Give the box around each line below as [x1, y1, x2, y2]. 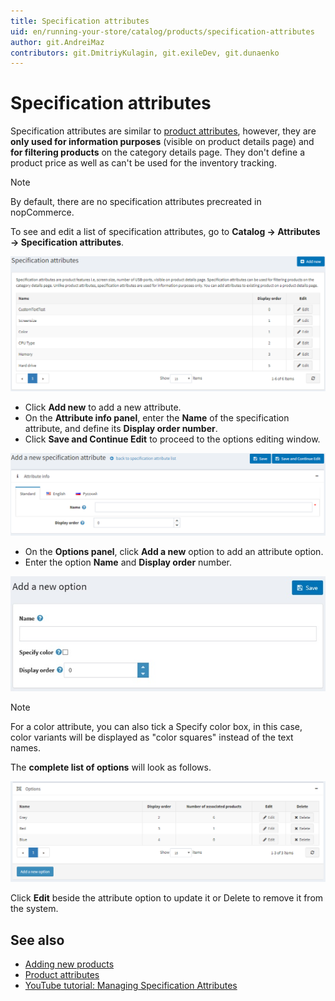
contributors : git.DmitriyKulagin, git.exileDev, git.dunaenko [10, 48, 280, 58]
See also [10, 931, 65, 949]
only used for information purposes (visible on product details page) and [10, 136, 315, 148]
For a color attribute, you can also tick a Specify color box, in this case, [10, 721, 303, 733]
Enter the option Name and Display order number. [24, 556, 233, 569]
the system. [10, 903, 59, 915]
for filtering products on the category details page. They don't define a [10, 146, 306, 159]
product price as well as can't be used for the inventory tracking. [10, 157, 277, 169]
